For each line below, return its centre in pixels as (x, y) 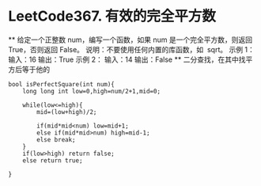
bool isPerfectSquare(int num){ (61, 84)
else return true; (53, 160)
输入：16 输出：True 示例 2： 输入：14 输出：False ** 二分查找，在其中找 (127, 59)
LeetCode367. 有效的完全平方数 (112, 16)
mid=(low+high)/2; (67, 112)
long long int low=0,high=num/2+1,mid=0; (91, 91)
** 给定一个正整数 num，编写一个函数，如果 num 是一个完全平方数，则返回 (130, 40)
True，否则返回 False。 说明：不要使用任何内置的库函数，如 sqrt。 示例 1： (132, 49)
